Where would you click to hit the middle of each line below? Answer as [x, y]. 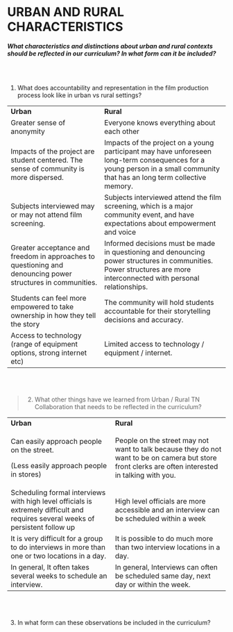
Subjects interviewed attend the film [163, 197]
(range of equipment [44, 344]
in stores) [26, 474]
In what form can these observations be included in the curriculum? [114, 622]
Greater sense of [38, 122]
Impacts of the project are [53, 151]
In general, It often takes [50, 567]
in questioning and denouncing [154, 252]
